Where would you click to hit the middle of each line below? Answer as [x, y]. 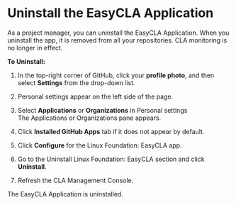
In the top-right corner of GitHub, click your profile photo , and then [116, 75]
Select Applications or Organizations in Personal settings [102, 110]
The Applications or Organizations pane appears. [89, 118]
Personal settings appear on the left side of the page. [95, 96]
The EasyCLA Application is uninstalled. [66, 194]
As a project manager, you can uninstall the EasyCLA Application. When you [118, 33]
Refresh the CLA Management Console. [75, 180]
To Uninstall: [27, 61]
